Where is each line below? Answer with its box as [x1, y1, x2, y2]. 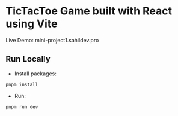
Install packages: [14, 70, 57, 77]
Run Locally [5, 54, 51, 64]
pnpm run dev [5, 103, 38, 110]
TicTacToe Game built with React [5, 4, 173, 18]
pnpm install [5, 81, 38, 87]
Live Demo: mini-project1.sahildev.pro [5, 36, 99, 44]
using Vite [5, 17, 58, 30]
